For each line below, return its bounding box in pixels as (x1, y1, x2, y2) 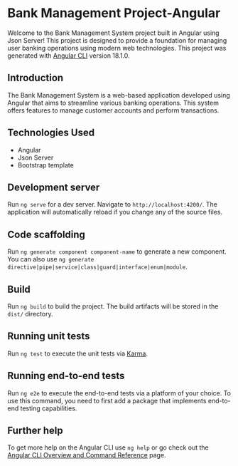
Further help (7, 425, 64, 437)
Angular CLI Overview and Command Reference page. (7, 451, 166, 460)
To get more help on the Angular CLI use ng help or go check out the (7, 443, 209, 452)
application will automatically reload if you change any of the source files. (7, 208, 222, 217)
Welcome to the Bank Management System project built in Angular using (7, 29, 220, 37)
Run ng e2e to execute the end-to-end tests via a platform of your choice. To (7, 388, 232, 397)
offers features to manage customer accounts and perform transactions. (7, 105, 220, 115)
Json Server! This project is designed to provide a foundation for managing (7, 36, 227, 44)
